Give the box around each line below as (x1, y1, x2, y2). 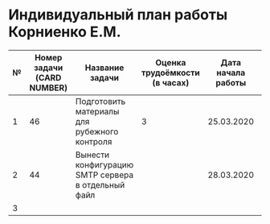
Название (84, 62, 125, 73)
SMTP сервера (75, 169, 134, 180)
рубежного (75, 126, 119, 137)
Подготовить (75, 95, 126, 106)
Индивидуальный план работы (8, 6, 227, 24)
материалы (75, 106, 120, 117)
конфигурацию (75, 159, 134, 170)
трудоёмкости (141, 67, 200, 78)
